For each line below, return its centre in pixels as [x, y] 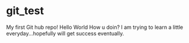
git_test [25, 11]
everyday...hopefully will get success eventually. [65, 33]
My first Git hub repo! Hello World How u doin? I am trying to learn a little [95, 27]
